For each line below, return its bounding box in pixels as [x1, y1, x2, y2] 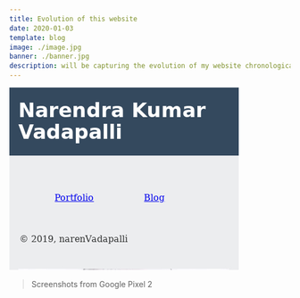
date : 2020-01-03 [9, 23, 74, 33]
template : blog [9, 33, 66, 42]
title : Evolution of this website [9, 14, 138, 23]
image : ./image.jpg [9, 43, 82, 52]
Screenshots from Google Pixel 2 [30, 279, 154, 289]
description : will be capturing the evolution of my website [9, 62, 242, 70]
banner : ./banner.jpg [9, 52, 90, 62]
